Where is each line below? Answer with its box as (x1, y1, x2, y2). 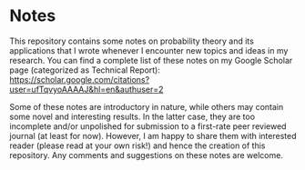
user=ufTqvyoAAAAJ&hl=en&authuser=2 (9, 84, 164, 95)
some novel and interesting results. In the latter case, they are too (9, 111, 256, 122)
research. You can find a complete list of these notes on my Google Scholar (9, 55, 293, 65)
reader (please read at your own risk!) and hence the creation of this (9, 140, 266, 151)
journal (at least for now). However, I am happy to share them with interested (9, 130, 297, 141)
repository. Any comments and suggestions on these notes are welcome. (9, 149, 284, 160)
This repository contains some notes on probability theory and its (9, 35, 255, 46)
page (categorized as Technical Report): (9, 65, 161, 75)
